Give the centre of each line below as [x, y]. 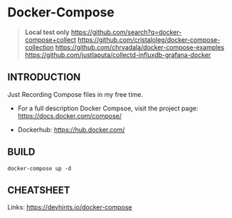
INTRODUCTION [44, 77]
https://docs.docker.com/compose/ [70, 115]
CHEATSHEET [39, 190]
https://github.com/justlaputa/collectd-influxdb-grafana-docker [118, 55]
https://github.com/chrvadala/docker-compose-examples [140, 47]
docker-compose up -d [39, 168]
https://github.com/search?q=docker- [126, 32]
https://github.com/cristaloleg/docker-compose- [149, 39]
